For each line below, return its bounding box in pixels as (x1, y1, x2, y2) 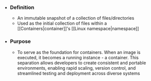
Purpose (9, 38, 31, 45)
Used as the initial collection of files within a (17, 20, 107, 26)
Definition (9, 4, 35, 11)
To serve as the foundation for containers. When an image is (17, 49, 141, 55)
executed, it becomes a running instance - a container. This (17, 54, 139, 60)
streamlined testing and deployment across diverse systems (17, 70, 140, 76)
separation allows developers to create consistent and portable (17, 60, 146, 66)
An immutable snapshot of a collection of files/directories (17, 15, 135, 21)
